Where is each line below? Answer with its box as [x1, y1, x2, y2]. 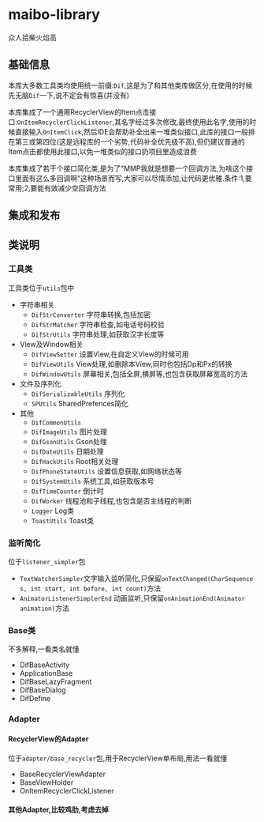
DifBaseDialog [19, 685, 66, 695]
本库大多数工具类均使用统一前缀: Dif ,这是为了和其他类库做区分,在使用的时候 [8, 81, 253, 90]
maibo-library [8, 6, 101, 24]
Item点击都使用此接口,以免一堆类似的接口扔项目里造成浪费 [8, 146, 197, 156]
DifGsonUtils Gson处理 [31, 436, 107, 446]
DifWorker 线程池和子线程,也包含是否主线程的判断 [31, 496, 192, 505]
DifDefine [19, 694, 51, 703]
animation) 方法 [19, 603, 69, 613]
